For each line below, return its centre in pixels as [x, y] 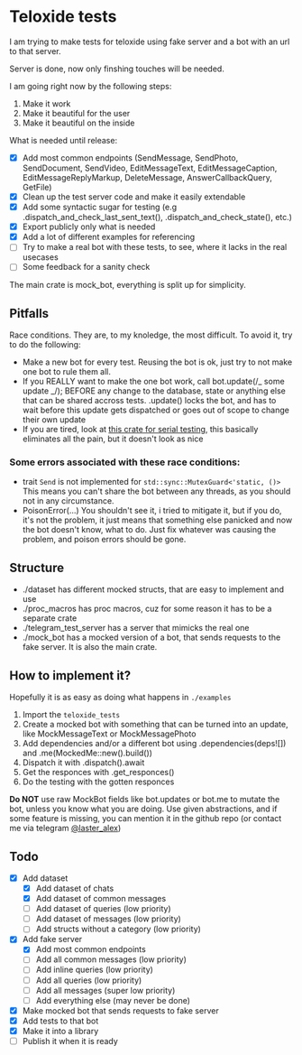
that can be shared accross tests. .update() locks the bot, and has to [149, 401]
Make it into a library [60, 1031]
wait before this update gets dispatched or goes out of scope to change [156, 410]
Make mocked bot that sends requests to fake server [120, 1010]
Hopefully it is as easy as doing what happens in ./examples [120, 698]
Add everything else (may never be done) [113, 1000]
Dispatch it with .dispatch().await [83, 763]
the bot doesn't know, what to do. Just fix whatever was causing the [149, 530]
